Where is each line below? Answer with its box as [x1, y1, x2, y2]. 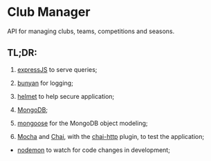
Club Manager [7, 4, 91, 20]
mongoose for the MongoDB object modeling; [17, 119, 148, 127]
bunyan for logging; [17, 79, 74, 87]
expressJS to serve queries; [17, 65, 98, 73]
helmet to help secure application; [17, 92, 115, 100]
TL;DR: [7, 47, 38, 59]
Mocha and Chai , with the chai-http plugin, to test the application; [17, 132, 205, 140]
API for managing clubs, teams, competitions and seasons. [7, 27, 175, 35]
